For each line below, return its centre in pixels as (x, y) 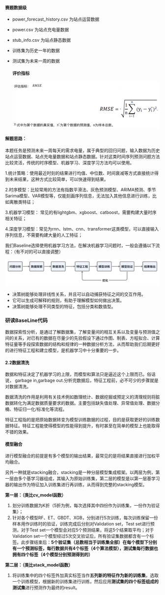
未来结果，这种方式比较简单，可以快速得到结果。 (59, 180)
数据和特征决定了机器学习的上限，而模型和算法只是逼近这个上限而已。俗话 (80, 374)
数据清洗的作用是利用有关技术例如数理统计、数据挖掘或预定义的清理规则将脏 (82, 397)
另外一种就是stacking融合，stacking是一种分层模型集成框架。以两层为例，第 (82, 472)
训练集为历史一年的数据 (36, 51)
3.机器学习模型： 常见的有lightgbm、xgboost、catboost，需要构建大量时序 (81, 212)
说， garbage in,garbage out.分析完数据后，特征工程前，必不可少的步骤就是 (82, 381)
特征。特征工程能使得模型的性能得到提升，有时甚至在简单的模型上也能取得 (84, 426)
